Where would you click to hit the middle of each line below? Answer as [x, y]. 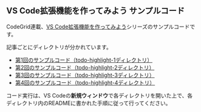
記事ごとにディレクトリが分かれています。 [59, 47]
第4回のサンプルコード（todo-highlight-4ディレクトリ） [85, 82]
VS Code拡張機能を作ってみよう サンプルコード [96, 11]
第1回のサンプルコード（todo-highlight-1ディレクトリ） [84, 60]
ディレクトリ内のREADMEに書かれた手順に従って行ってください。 [89, 103]
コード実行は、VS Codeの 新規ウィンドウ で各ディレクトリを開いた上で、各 [100, 95]
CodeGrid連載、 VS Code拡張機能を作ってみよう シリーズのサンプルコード [98, 27]
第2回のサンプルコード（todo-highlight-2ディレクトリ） [85, 67]
